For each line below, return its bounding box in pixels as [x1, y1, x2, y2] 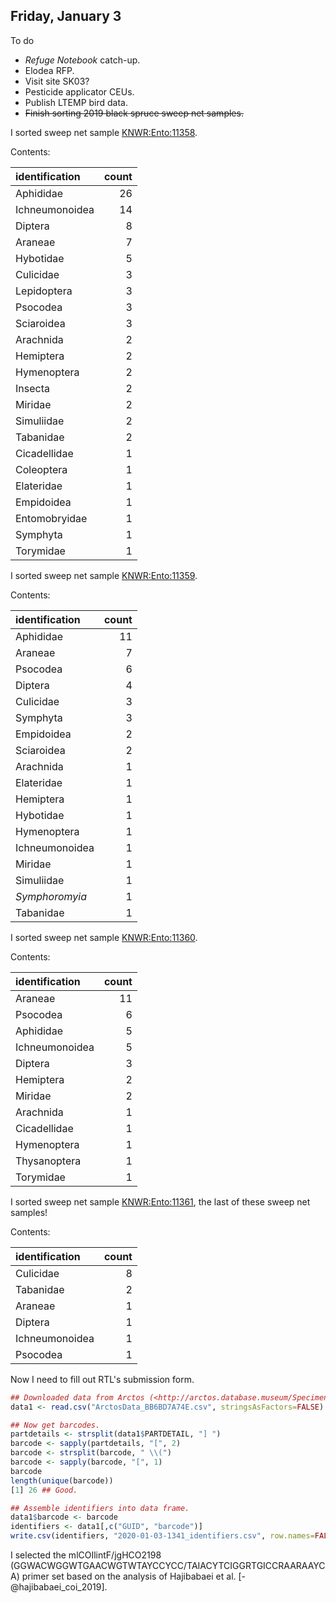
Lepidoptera [15, 284, 73, 298]
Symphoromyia [15, 889, 87, 903]
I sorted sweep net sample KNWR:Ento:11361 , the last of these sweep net [10, 1195, 311, 1208]
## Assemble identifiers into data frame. [10, 1503, 190, 1513]
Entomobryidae [15, 511, 88, 525]
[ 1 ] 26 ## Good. [10, 1485, 78, 1495]
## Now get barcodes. [10, 1420, 101, 1430]
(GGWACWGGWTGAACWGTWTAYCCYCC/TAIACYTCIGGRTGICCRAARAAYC [10, 1560, 326, 1572]
